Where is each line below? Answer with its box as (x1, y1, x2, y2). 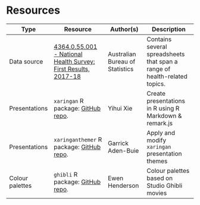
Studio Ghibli (146, 181, 183, 190)
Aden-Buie (108, 146, 139, 154)
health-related (146, 72, 187, 80)
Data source (9, 57, 43, 65)
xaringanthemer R (53, 135, 102, 143)
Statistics (108, 65, 134, 73)
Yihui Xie (108, 104, 133, 112)
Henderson (108, 181, 139, 190)
